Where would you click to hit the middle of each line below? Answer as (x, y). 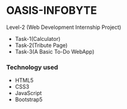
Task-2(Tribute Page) (41, 45)
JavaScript (28, 93)
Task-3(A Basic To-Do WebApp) (54, 51)
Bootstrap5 (29, 99)
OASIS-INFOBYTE (52, 11)
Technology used (32, 67)
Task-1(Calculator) (38, 39)
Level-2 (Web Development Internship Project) (64, 27)
